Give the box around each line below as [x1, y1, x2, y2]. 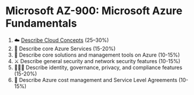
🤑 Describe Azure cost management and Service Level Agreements [14, 76, 178, 83]
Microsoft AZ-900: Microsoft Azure [5, 4, 183, 18]
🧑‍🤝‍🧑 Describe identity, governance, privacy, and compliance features [14, 64, 183, 71]
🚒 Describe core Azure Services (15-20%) [14, 45, 116, 52]
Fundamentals [5, 17, 77, 30]
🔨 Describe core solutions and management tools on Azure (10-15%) [14, 51, 180, 58]
